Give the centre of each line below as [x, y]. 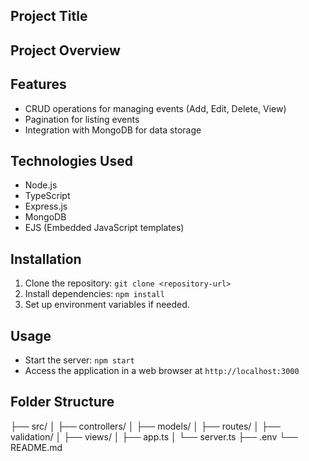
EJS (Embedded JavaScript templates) [104, 228]
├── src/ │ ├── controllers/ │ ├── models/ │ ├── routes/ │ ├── [145, 426]
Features [38, 84]
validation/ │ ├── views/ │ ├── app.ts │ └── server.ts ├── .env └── [154, 436]
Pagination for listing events [82, 119]
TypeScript [47, 196]
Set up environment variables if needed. [107, 305]
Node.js [41, 185]
